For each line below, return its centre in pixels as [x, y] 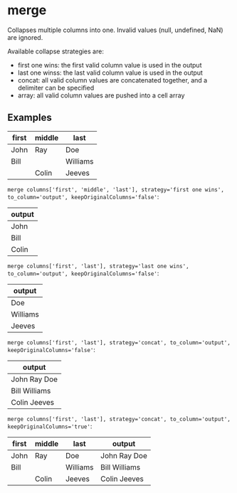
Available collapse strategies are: [56, 51]
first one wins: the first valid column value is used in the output [110, 65]
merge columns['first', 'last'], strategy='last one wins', [99, 266]
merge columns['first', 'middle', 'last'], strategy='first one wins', [116, 190]
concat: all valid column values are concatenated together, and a [112, 80]
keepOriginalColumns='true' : [50, 426]
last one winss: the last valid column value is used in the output [110, 73]
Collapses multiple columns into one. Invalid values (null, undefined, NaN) [115, 30]
